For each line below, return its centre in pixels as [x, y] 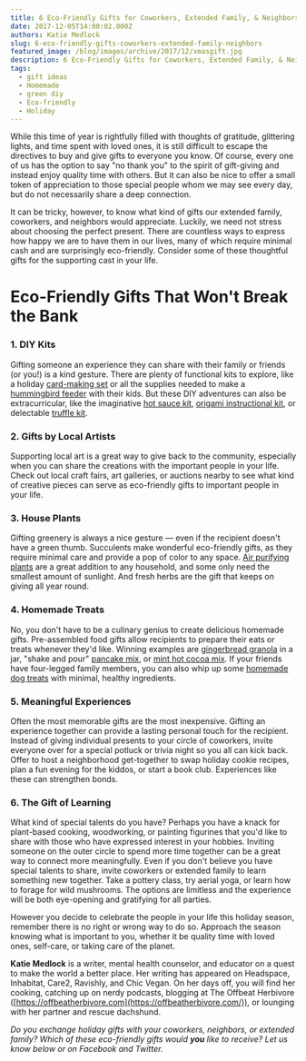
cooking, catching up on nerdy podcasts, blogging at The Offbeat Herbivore [153, 993]
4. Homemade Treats [58, 610]
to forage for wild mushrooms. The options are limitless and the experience [151, 890]
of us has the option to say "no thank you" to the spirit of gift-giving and [145, 165]
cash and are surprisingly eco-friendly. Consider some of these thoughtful [149, 251]
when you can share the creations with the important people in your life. [145, 466]
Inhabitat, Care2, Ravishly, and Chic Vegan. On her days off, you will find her [153, 983]
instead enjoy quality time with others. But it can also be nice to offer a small [153, 175]
